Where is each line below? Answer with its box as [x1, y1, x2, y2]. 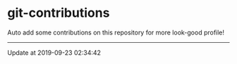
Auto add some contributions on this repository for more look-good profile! [7, 28, 224, 37]
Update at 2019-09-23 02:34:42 [7, 48, 101, 57]
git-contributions [7, 5, 110, 21]
